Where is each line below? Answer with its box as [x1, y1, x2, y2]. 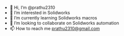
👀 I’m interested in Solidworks [9, 10, 70, 16]
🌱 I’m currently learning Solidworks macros [9, 15, 97, 20]
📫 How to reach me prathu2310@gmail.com [9, 26, 100, 31]
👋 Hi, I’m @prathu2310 [9, 5, 56, 10]
